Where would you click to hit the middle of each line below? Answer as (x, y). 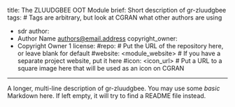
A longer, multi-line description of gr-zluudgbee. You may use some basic (114, 88)
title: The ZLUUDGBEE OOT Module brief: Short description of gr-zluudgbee (117, 10)
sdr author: (33, 31)
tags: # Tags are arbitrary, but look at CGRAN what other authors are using (115, 17)
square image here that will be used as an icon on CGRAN (101, 68)
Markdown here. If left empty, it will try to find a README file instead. (107, 96)
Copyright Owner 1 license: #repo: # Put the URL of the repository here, (120, 46)
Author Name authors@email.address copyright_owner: (98, 38)
